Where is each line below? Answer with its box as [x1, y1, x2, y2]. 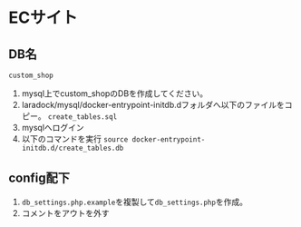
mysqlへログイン [21, 123, 85, 133]
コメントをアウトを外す [21, 207, 110, 218]
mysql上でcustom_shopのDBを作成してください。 [21, 88, 209, 99]
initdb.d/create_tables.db [21, 143, 124, 153]
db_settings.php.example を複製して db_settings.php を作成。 [21, 196, 248, 207]
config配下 [8, 171, 70, 186]
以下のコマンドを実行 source [21, 133, 129, 144]
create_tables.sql [47, 113, 118, 122]
